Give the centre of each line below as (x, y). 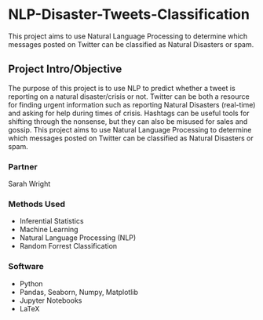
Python (31, 283)
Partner (23, 166)
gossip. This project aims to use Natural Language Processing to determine (130, 129)
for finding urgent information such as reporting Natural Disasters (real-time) (132, 104)
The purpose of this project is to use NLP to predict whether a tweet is (122, 88)
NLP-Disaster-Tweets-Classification (129, 15)
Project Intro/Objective (65, 69)
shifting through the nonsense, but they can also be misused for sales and (128, 121)
